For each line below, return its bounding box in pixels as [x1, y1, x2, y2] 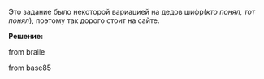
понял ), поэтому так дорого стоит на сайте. [8, 15, 160, 25]
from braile [8, 47, 45, 56]
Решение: [8, 32, 44, 41]
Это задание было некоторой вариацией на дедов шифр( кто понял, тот [8, 7, 256, 16]
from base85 [8, 63, 51, 72]
